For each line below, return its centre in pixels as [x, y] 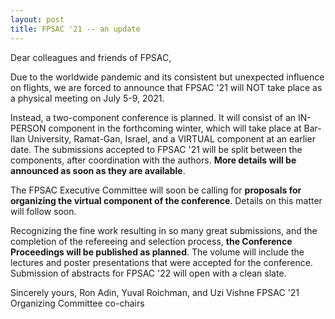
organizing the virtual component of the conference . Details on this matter [166, 200]
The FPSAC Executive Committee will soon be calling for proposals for [156, 190]
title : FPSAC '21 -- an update [75, 29]
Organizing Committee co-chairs [77, 303]
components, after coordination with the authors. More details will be [153, 160]
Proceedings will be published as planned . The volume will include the [157, 252]
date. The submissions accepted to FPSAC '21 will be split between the [156, 149]
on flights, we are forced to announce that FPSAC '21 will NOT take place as [166, 87]
